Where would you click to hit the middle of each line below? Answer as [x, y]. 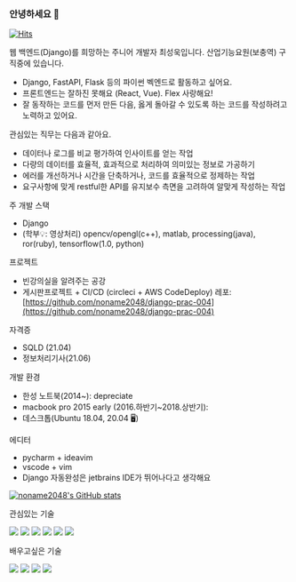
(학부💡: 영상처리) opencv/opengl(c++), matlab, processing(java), [139, 234]
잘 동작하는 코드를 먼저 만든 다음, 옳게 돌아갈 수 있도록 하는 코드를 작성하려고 [155, 105]
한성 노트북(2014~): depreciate [77, 396]
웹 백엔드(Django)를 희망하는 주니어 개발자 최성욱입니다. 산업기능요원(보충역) [143, 52]
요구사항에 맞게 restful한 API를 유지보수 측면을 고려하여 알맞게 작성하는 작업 [154, 187]
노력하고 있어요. [49, 116]
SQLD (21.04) [47, 347]
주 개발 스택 [30, 205]
